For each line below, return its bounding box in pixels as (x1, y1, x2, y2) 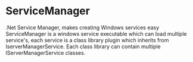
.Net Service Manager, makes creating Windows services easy (5, 24, 160, 31)
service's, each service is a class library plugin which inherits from (5, 36, 169, 44)
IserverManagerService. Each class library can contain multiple (5, 43, 161, 50)
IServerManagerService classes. (5, 49, 86, 56)
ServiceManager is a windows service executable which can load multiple (5, 30, 187, 37)
